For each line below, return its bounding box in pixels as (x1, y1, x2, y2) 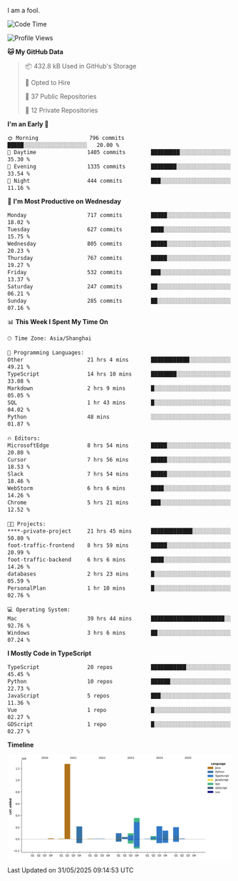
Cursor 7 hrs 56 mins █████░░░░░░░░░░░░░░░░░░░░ (7, 456, 232, 463)
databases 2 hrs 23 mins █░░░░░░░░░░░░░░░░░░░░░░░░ (7, 570, 232, 578)
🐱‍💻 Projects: (7, 520, 46, 528)
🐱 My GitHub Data (7, 48, 64, 56)
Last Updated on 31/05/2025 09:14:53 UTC (7, 865, 134, 874)
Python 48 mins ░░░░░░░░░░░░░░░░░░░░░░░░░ (7, 413, 232, 421)
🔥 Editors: (7, 435, 41, 442)
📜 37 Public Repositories (24, 92, 97, 101)
